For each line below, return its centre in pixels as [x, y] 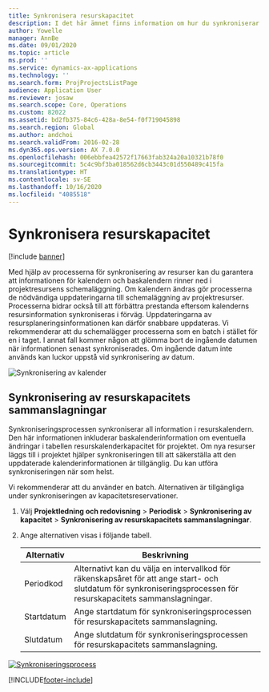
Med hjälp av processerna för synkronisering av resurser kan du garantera [131, 272]
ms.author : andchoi [41, 135]
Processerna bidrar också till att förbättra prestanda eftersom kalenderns [129, 306]
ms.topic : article [39, 53]
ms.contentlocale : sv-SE [50, 180]
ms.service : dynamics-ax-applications [73, 68]
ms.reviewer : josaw [41, 98]
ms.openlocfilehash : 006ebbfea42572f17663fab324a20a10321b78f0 [116, 157]
